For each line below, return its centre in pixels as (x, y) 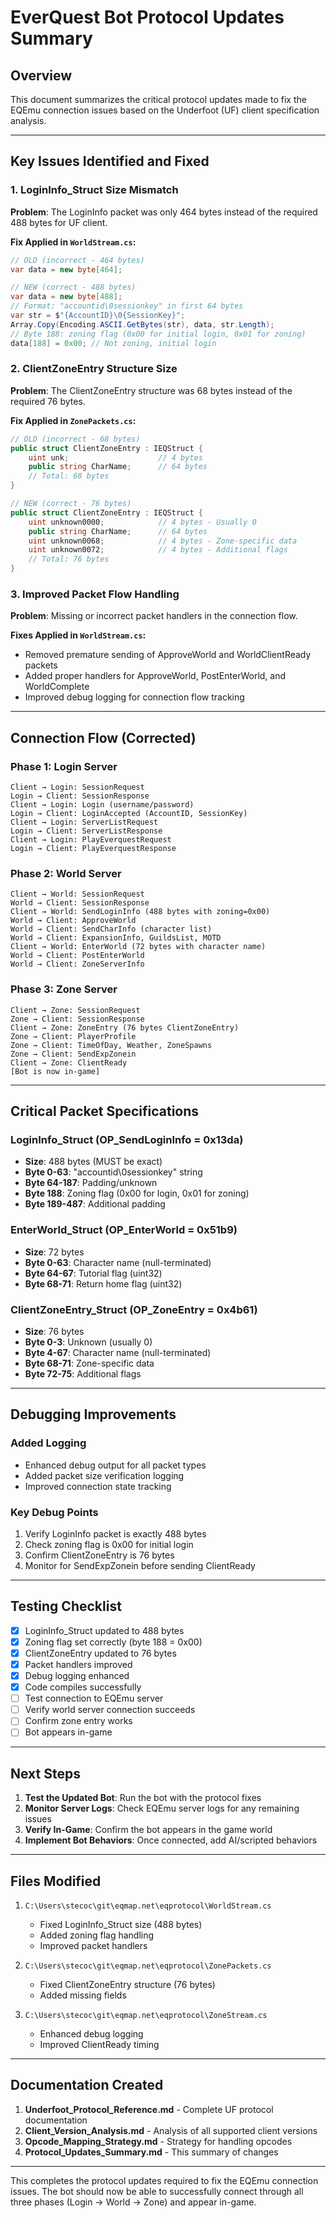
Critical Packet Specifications (105, 1111)
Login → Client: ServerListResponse (86, 831)
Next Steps (45, 1773)
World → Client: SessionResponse (80, 903)
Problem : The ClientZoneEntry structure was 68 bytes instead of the (151, 390)
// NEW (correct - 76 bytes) (71, 504)
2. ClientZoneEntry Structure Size (94, 369)
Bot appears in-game (68, 1732)
